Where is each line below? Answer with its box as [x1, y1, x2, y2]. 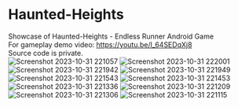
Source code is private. [8, 48, 84, 57]
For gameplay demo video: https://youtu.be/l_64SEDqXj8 [8, 39, 192, 49]
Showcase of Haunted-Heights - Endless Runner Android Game [8, 31, 214, 41]
